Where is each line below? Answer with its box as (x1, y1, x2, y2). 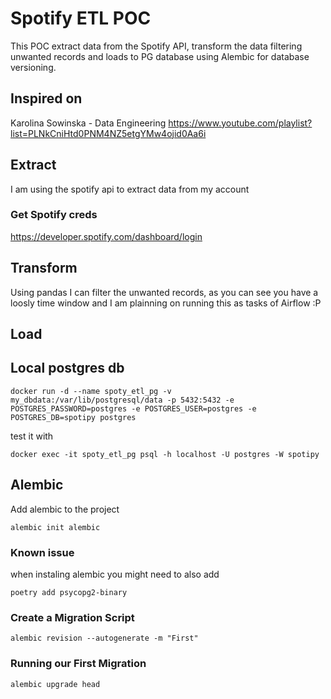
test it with (10, 430, 54, 442)
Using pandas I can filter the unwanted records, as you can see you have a (10, 286, 319, 298)
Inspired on (10, 90, 83, 107)
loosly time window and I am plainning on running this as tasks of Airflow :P (10, 297, 322, 309)
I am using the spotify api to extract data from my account (10, 183, 250, 195)
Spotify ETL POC (10, 7, 152, 30)
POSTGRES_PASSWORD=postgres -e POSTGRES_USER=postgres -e (10, 403, 257, 414)
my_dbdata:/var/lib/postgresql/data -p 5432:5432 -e (10, 395, 235, 405)
